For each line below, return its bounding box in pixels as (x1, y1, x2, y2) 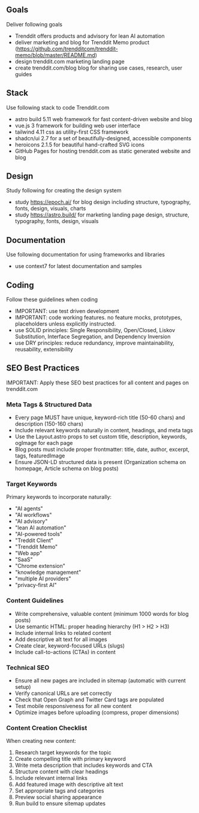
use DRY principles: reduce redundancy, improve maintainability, (14, 339, 175, 347)
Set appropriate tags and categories (14, 787, 104, 794)
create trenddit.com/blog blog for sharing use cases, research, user (14, 64, 183, 71)
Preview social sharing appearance (14, 794, 102, 801)
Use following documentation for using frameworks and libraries (6, 251, 165, 258)
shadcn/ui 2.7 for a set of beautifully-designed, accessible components (14, 134, 192, 141)
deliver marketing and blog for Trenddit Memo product (14, 38, 150, 46)
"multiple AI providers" (14, 575, 71, 582)
